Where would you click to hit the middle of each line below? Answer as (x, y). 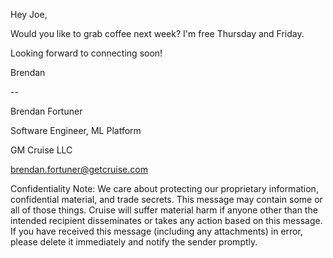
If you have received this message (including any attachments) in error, (156, 231)
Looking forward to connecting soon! (86, 53)
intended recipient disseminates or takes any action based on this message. (166, 220)
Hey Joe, (29, 14)
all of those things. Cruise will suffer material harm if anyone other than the (164, 210)
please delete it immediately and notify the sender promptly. (134, 242)
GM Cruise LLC (41, 150)
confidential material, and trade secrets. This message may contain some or (166, 199)
